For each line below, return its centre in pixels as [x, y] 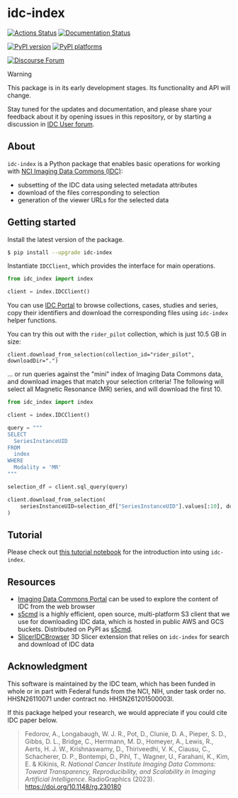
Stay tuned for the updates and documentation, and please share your [110, 109]
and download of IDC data [56, 645]
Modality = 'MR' [38, 468]
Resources [32, 582]
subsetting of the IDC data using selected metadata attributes [107, 185]
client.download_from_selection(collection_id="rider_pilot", [101, 355]
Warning [19, 74]
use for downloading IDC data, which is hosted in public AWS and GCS [121, 622]
